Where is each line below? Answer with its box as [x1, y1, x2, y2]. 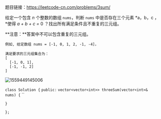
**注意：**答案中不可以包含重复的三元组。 [5, 31, 92, 37]
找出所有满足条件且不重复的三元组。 [48, 21, 122, 26]
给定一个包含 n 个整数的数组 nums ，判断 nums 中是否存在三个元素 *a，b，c [5, 15, 154, 21]
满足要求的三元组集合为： [5, 51, 49, 56]
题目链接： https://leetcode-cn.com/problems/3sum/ [5, 4, 111, 10]
